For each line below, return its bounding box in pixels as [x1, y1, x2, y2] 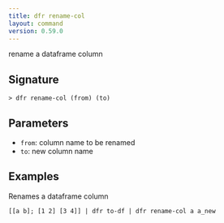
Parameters [8, 116, 69, 130]
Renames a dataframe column [8, 191, 109, 201]
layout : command [8, 19, 63, 28]
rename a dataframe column [8, 49, 103, 59]
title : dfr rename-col [8, 11, 85, 20]
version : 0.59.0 [8, 27, 63, 35]
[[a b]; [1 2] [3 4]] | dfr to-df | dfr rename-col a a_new [8, 207, 217, 215]
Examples [8, 169, 59, 183]
